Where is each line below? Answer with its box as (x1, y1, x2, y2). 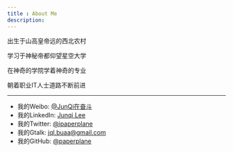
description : (7, 17, 45, 24)
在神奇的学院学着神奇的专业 (7, 66, 87, 74)
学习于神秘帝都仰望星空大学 (7, 51, 87, 60)
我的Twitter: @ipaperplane (17, 119, 94, 128)
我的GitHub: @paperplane (17, 137, 92, 145)
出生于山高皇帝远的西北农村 (7, 36, 87, 45)
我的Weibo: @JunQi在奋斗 (17, 102, 92, 110)
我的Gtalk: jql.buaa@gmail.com (17, 128, 106, 136)
